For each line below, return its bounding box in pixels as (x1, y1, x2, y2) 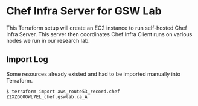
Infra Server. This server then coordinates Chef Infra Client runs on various (6, 30, 193, 37)
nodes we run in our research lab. (6, 37, 91, 44)
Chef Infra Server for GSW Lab (6, 4, 162, 18)
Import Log (6, 54, 48, 64)
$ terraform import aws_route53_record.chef (6, 89, 120, 95)
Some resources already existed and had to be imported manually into (6, 70, 181, 78)
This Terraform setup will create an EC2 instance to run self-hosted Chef (6, 24, 187, 31)
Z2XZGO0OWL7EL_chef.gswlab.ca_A (6, 93, 88, 100)
